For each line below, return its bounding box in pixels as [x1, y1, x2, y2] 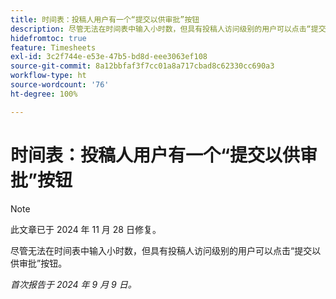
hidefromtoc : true [10, 33, 87, 43]
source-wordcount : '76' [10, 80, 110, 90]
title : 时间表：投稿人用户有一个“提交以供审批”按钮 [10, 14, 200, 25]
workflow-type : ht [10, 71, 87, 81]
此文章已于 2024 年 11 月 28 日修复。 [10, 223, 162, 235]
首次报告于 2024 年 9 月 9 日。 [10, 278, 137, 290]
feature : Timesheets [10, 42, 97, 53]
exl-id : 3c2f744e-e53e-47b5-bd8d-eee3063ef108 [10, 52, 208, 62]
